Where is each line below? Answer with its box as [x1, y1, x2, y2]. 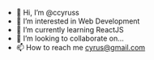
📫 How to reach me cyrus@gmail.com [15, 43, 146, 52]
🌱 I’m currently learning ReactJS [15, 25, 124, 34]
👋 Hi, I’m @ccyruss [15, 8, 79, 17]
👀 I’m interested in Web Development [15, 16, 140, 26]
